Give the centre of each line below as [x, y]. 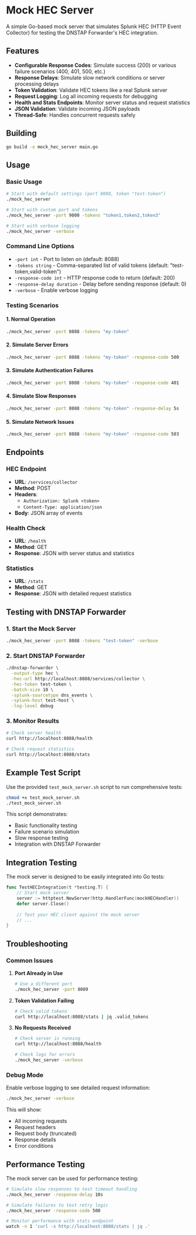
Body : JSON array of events [49, 513]
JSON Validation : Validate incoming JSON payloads [77, 108]
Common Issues [30, 960]
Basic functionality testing [46, 825]
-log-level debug [32, 706]
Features [23, 51]
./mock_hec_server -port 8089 [51, 989]
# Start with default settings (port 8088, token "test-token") [86, 194]
